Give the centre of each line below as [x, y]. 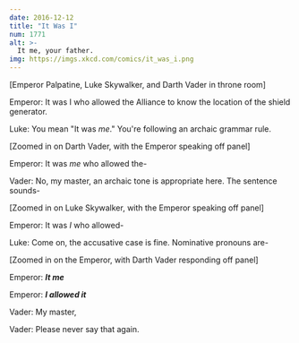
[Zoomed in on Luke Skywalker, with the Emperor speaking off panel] [137, 208]
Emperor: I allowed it [48, 295]
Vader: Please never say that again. [74, 329]
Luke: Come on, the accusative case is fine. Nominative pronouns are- [139, 242]
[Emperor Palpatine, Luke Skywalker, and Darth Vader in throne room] [138, 85]
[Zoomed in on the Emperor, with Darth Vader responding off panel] [134, 260]
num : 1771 [28, 34]
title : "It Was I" [43, 26]
